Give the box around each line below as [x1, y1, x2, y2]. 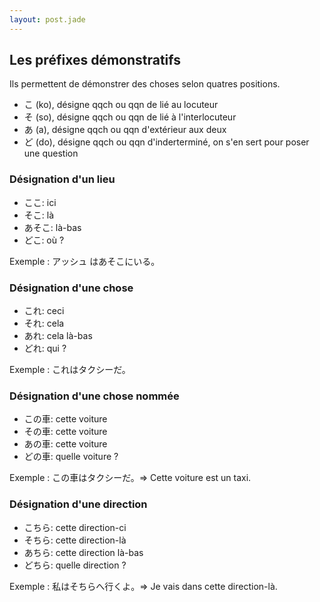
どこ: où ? [23, 234, 65, 246]
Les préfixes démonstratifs [9, 52, 182, 69]
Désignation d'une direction [9, 497, 148, 511]
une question [23, 147, 79, 160]
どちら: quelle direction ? [23, 559, 127, 571]
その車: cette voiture [23, 426, 108, 438]
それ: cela [23, 317, 65, 330]
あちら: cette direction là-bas [23, 546, 144, 558]
